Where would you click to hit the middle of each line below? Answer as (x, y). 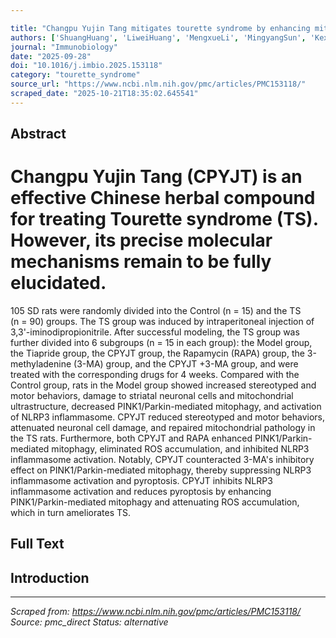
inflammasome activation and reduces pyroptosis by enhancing (141, 492)
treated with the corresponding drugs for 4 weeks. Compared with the (155, 375)
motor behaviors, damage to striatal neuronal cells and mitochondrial (152, 396)
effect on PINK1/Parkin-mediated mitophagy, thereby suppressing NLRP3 (161, 470)
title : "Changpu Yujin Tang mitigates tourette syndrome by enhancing (160, 28)
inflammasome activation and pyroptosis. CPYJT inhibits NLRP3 (141, 481)
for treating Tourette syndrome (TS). (164, 219)
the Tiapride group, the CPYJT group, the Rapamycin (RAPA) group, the (157, 353)
